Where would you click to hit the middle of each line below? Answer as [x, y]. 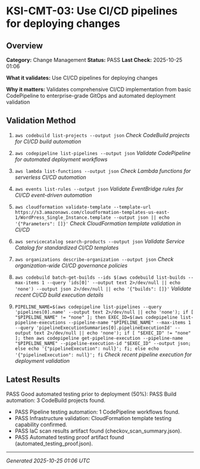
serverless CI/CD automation [50, 177]
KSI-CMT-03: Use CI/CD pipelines [92, 11]
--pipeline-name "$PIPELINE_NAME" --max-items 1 [130, 322]
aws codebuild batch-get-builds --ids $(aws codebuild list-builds [100, 277]
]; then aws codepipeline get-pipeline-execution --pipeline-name [99, 338]
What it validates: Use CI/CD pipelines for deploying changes [82, 78]
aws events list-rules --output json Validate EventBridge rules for [99, 188]
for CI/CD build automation [48, 141]
